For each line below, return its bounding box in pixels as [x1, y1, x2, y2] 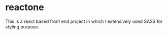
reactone [5, 2, 44, 13]
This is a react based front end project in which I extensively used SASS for [5, 18, 163, 24]
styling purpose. [5, 23, 40, 29]
